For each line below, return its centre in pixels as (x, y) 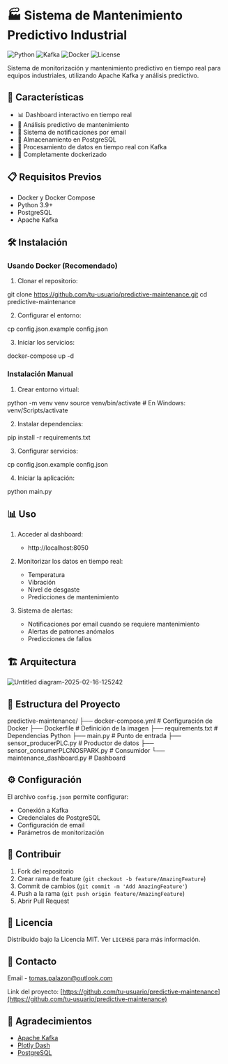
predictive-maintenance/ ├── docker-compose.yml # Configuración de (110, 721)
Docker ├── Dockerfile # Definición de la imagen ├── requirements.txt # (113, 728)
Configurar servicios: (47, 451)
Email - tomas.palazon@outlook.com (60, 978)
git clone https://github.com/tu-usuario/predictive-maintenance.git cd (107, 294)
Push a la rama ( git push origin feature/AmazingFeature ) (101, 893)
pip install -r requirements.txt (49, 437)
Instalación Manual (40, 374)
